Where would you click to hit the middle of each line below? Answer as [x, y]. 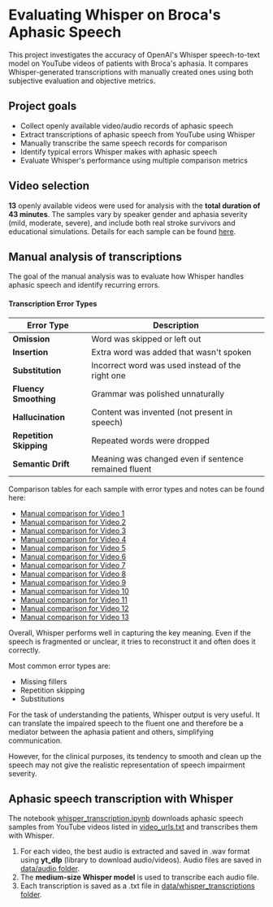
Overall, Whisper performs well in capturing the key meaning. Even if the [130, 632]
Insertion [30, 352]
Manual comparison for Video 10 [75, 591]
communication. [35, 740]
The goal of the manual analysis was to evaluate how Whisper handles [126, 276]
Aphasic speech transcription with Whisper [121, 799]
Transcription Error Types [53, 303]
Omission [31, 339]
